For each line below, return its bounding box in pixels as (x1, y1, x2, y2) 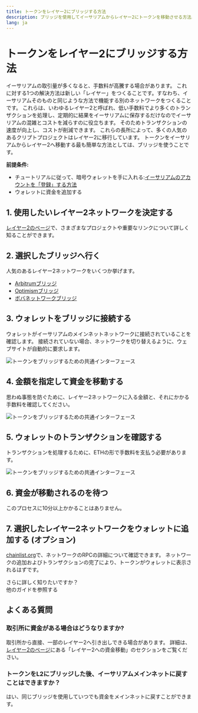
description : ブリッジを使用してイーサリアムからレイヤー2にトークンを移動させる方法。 (6, 14, 196, 20)
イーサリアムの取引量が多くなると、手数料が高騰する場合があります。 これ (6, 82, 187, 89)
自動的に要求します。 (31, 345, 84, 352)
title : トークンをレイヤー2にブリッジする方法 (6, 8, 106, 15)
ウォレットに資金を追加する (14, 188, 82, 195)
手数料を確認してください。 (6, 401, 74, 408)
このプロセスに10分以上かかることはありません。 (6, 505, 126, 512)
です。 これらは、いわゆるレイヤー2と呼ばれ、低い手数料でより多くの (6, 104, 176, 112)
